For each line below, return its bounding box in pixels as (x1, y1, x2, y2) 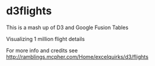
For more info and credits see (6, 46, 78, 54)
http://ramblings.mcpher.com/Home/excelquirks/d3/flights (6, 53, 149, 60)
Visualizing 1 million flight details (6, 35, 85, 42)
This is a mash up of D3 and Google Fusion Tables (6, 24, 129, 31)
